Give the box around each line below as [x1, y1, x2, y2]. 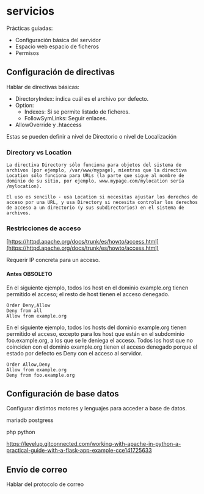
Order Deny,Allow [6, 302, 51, 308]
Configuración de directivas [6, 67, 115, 78]
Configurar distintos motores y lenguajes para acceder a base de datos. [6, 405, 188, 412]
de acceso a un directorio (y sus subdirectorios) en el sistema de [6, 205, 184, 211]
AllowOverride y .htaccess [15, 121, 82, 128]
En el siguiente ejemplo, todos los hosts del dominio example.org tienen [6, 324, 187, 331]
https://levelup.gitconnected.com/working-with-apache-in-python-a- [6, 440, 181, 448]
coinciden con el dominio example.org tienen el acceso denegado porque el [6, 343, 197, 351]
